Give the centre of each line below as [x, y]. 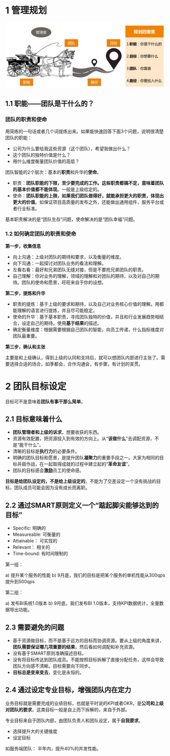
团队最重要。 [26, 336]
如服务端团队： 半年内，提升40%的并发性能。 [53, 748]
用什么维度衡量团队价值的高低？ [46, 162]
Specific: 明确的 [29, 528]
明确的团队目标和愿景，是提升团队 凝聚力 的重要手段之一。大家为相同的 [86, 458]
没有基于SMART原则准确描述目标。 [49, 654]
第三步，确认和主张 [25, 347]
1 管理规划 [26, 10]
